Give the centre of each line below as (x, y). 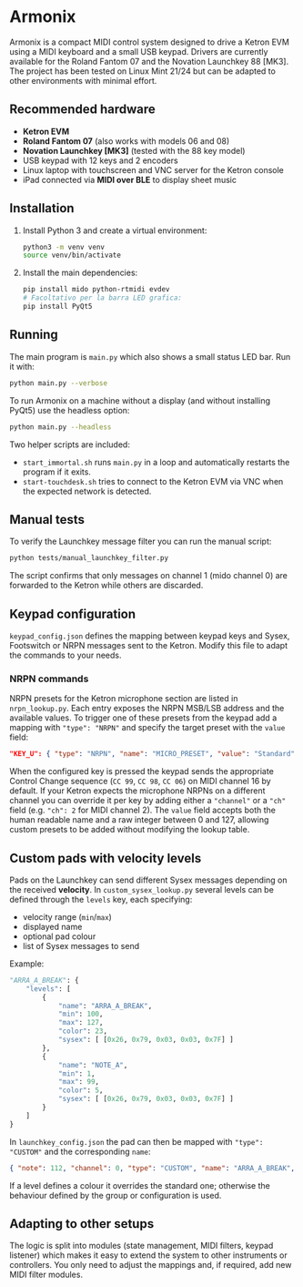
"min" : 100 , (81, 1014)
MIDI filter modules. (46, 1275)
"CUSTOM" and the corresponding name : (80, 1151)
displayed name (52, 926)
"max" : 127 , (81, 1023)
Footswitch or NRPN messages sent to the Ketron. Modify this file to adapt (149, 645)
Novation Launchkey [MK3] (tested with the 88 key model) (134, 150)
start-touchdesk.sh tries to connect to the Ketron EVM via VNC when (153, 481)
